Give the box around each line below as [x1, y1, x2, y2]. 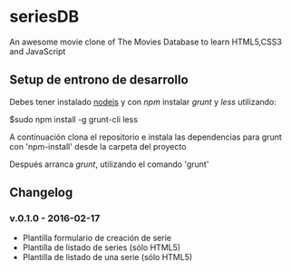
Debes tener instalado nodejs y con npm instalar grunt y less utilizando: [9, 96, 276, 107]
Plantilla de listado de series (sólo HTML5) [22, 242, 181, 253]
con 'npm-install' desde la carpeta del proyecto [9, 140, 187, 151]
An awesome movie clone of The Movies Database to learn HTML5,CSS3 [9, 36, 283, 47]
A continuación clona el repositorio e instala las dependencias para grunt [9, 131, 283, 142]
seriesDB [9, 6, 80, 27]
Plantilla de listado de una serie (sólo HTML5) [22, 252, 193, 263]
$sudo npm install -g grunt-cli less [9, 113, 139, 124]
